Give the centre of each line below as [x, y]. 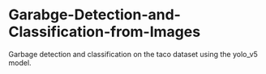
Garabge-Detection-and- [94, 15]
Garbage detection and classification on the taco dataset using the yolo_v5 [133, 54]
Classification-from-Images [105, 32]
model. [20, 63]
